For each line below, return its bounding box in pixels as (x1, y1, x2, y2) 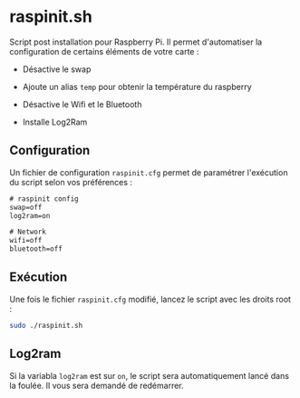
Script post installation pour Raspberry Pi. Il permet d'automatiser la (9, 36, 263, 47)
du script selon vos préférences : (9, 176, 133, 187)
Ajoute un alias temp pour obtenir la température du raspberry (22, 81, 252, 92)
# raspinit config (9, 194, 79, 204)
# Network (9, 227, 47, 237)
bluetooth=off (9, 244, 63, 254)
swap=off (9, 203, 43, 212)
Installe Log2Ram (22, 116, 88, 127)
